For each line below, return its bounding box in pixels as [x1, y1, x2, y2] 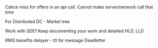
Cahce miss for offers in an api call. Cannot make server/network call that [5, 4, 153, 10]
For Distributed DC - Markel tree [5, 19, 70, 24]
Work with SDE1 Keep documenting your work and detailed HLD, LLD [5, 28, 144, 33]
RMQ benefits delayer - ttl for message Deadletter [5, 37, 106, 43]
